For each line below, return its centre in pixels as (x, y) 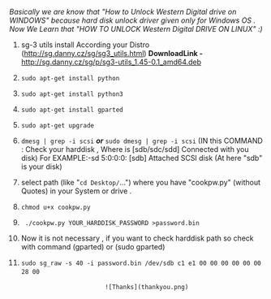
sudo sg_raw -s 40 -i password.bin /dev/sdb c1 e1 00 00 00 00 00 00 (141, 263)
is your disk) (42, 167)
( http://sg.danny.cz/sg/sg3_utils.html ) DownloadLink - (112, 53)
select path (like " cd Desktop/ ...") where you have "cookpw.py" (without (141, 182)
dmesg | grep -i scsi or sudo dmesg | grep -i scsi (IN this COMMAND (142, 141)
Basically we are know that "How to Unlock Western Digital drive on (123, 12)
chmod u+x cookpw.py (56, 207)
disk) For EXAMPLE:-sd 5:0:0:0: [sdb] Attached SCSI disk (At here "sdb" (142, 158)
